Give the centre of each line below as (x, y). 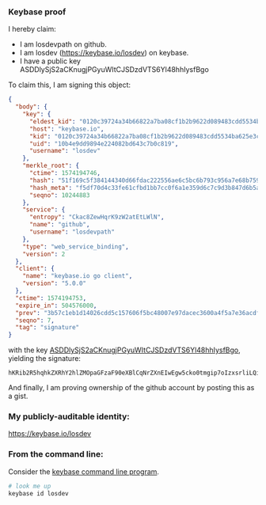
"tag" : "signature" (47, 328)
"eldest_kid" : (53, 121)
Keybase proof (37, 12)
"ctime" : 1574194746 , (65, 173)
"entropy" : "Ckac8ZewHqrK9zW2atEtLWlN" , (97, 217)
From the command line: (56, 454)
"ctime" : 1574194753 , (51, 298)
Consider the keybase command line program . (84, 471)
